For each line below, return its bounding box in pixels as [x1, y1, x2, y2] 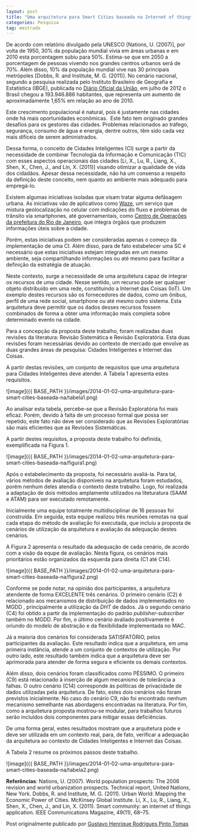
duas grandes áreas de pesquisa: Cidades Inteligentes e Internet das [6, 346, 172, 353]
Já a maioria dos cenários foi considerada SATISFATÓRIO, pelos [6, 633, 161, 640]
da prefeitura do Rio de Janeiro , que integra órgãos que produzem [6, 218, 167, 226]
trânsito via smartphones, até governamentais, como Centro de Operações [6, 213, 187, 220]
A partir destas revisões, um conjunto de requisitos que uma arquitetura [6, 364, 180, 371]
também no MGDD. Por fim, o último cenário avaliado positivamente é [6, 616, 175, 623]
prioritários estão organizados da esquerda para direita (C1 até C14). [6, 556, 171, 563]
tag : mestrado [6, 25, 41, 31]
